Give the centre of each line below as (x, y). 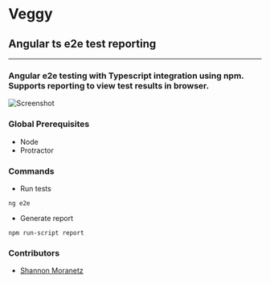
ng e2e (19, 203)
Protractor (37, 150)
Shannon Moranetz (51, 271)
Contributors (34, 252)
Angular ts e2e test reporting (82, 44)
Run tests (36, 188)
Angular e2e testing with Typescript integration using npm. (126, 76)
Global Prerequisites (49, 124)
